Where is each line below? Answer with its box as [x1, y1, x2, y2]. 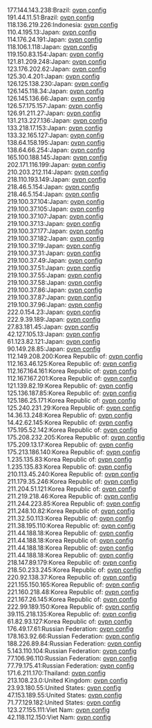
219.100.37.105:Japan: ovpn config [7, 205, 104, 213]
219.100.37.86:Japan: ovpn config [7, 286, 102, 294]
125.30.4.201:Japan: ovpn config [7, 72, 100, 80]
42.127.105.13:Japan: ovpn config [7, 330, 100, 338]
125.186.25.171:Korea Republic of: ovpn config [7, 397, 136, 404]
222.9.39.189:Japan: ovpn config [7, 315, 101, 323]
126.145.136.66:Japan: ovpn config [7, 94, 105, 103]
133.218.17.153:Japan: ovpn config [7, 124, 103, 132]
